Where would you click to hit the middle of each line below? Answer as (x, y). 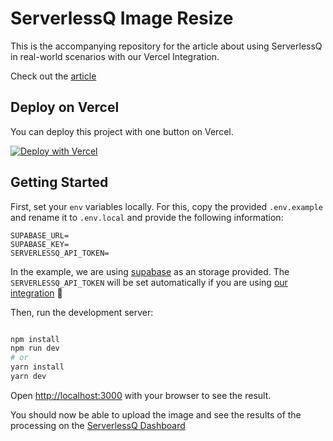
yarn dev (28, 377)
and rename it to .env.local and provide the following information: (147, 217)
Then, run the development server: (82, 312)
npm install (35, 339)
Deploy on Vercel (65, 107)
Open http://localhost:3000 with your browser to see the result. (141, 395)
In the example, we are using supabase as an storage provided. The (150, 271)
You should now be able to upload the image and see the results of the (156, 414)
